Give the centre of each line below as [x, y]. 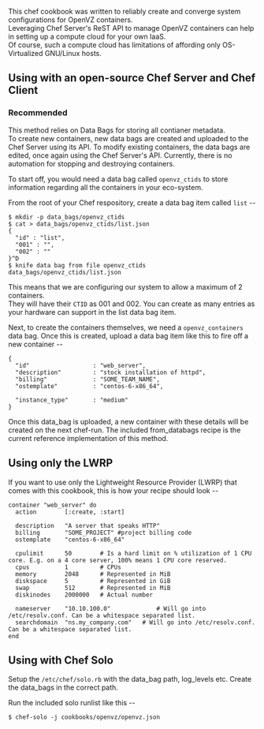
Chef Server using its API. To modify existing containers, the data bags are [129, 147]
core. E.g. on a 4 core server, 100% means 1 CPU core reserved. [117, 560]
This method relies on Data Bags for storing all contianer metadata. [117, 130]
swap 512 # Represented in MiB [93, 588]
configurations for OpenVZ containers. [71, 20]
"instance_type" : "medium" [72, 400]
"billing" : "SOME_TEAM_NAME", [87, 379]
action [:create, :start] [70, 512]
